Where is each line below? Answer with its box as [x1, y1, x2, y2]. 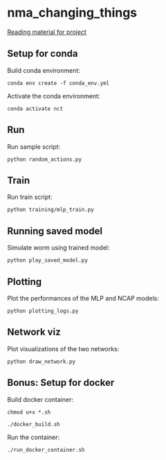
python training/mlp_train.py [7, 206, 95, 213]
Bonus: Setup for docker [7, 377, 115, 389]
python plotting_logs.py [7, 308, 79, 315]
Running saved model [7, 225, 103, 237]
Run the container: [7, 433, 60, 441]
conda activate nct [7, 105, 64, 112]
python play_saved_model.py [7, 257, 89, 264]
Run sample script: [7, 142, 61, 150]
